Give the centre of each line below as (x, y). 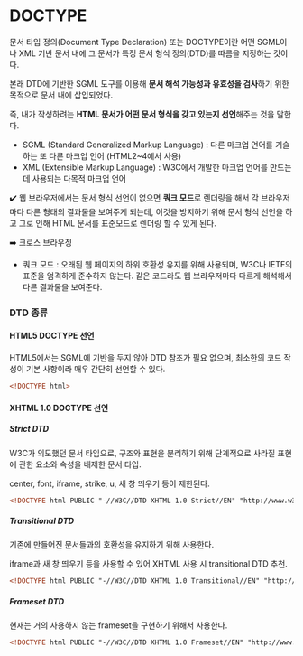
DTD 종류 (29, 313)
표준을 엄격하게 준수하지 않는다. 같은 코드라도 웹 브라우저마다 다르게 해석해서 (157, 276)
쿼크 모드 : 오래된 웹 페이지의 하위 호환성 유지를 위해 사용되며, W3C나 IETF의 (157, 264)
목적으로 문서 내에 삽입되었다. (61, 95)
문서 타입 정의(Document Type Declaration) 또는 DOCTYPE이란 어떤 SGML (145, 42)
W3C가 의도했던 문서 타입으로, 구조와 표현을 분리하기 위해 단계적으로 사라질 (142, 453)
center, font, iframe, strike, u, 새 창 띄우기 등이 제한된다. (110, 483)
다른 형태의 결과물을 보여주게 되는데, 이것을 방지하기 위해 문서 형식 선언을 (155, 211)
